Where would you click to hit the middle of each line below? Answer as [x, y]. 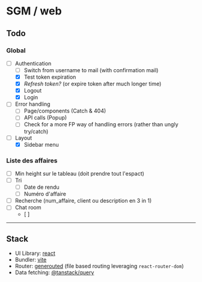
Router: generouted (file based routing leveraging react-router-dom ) [99, 266]
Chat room [28, 207]
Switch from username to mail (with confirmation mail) [91, 70]
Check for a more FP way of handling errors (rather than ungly [101, 124]
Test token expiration [50, 77]
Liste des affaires [32, 161]
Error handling [32, 104]
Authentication [33, 63]
